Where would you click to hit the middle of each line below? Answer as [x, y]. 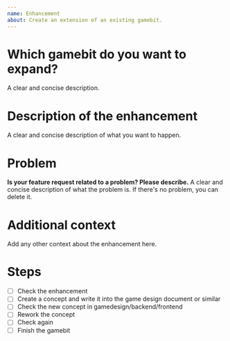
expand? [33, 69]
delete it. [20, 197]
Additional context [62, 225]
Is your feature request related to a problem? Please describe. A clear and [115, 182]
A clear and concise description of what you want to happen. [94, 135]
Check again [35, 322]
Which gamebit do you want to [97, 54]
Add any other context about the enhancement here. [82, 244]
